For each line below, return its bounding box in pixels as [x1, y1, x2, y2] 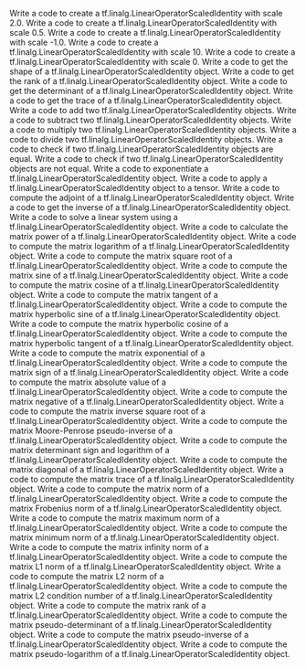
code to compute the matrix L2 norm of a [9, 571, 164, 581]
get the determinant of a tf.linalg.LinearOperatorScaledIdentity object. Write [9, 86, 294, 96]
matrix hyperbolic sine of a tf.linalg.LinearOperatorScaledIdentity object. [9, 309, 281, 319]
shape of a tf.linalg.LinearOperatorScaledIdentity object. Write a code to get [9, 66, 294, 77]
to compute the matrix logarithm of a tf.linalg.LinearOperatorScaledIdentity [9, 241, 290, 251]
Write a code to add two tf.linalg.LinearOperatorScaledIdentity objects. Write [9, 105, 297, 115]
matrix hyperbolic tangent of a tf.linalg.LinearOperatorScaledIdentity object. [9, 338, 294, 348]
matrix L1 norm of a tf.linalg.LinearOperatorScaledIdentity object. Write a [9, 561, 281, 572]
